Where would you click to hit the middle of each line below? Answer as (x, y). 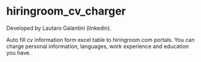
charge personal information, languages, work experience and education (98, 46)
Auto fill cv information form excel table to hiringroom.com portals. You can (100, 40)
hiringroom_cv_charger (66, 11)
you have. (19, 52)
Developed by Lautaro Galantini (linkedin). (59, 28)
